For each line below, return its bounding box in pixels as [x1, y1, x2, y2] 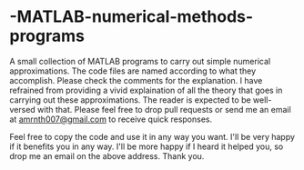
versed [9, 104, 36, 115]
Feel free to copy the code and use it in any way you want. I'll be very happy [9, 131, 296, 142]
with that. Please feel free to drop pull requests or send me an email [37, 104, 291, 115]
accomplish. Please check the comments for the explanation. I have [9, 75, 263, 85]
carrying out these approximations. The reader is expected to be [9, 94, 252, 105]
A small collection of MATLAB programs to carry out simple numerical [9, 55, 271, 66]
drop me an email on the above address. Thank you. [9, 150, 205, 161]
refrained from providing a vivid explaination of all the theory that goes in [9, 85, 283, 95]
